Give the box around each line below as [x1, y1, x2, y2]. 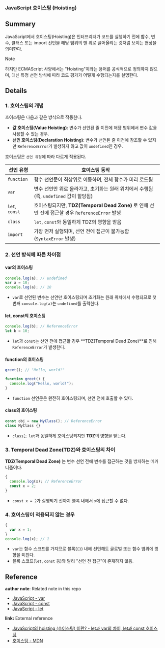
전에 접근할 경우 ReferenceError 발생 [39, 209, 121, 216]
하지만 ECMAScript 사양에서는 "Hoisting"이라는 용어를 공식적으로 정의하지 [5, 65, 149, 72]
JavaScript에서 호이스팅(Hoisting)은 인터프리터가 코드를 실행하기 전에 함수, [5, 33, 150, 39]
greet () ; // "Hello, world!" [5, 368, 65, 373]
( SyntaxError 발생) [33, 235, 76, 242]
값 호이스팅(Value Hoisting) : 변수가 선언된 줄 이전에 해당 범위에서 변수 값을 [12, 125, 157, 131]
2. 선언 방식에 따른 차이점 [5, 251, 61, 258]
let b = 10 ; [5, 328, 29, 333]
